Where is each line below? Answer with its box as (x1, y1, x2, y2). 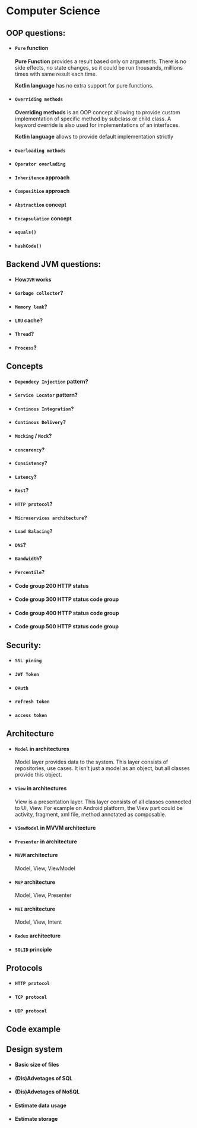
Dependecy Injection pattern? (14, 378, 88, 385)
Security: (6, 640, 42, 650)
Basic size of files (14, 1061, 59, 1068)
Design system (6, 1044, 63, 1055)
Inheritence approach (14, 174, 70, 181)
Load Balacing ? (14, 528, 53, 535)
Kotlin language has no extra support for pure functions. (14, 82, 154, 89)
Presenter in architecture (14, 838, 77, 845)
